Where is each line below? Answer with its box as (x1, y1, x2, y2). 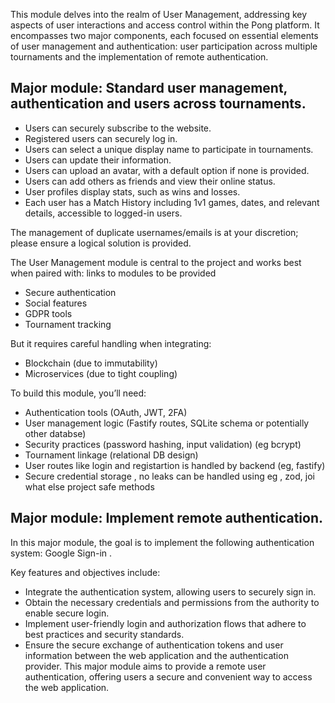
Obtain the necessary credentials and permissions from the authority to (24, 596, 320, 608)
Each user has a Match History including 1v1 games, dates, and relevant (24, 196, 320, 208)
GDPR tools (24, 307, 73, 319)
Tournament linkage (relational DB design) (24, 449, 199, 461)
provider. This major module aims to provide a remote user (24, 660, 267, 672)
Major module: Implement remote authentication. (10, 510, 324, 527)
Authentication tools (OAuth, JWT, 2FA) (24, 406, 188, 418)
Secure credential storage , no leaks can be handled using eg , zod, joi (24, 470, 315, 482)
